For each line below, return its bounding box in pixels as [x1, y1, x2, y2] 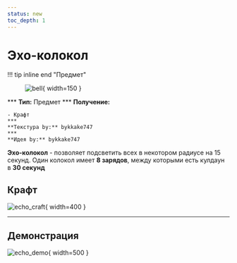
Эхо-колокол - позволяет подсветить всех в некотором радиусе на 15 [7, 149, 221, 157]
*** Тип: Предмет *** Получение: [7, 98, 111, 106]
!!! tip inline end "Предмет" [7, 71, 87, 79]
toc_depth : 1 [7, 17, 46, 24]
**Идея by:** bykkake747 [7, 136, 80, 143]
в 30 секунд [7, 164, 45, 172]
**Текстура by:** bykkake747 [7, 124, 93, 131]
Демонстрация [7, 230, 79, 242]
